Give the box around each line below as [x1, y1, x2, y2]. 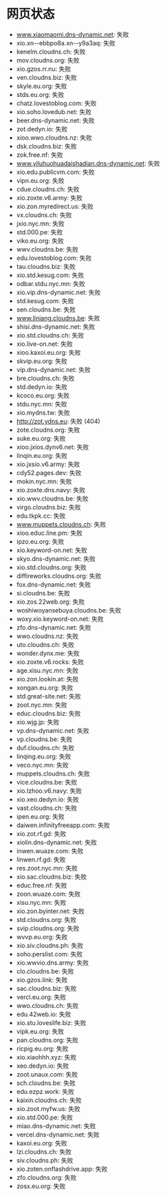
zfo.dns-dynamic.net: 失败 [16, 623, 91, 631]
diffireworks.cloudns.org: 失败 [16, 571, 102, 580]
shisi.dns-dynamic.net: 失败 [16, 322, 96, 331]
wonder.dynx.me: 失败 [16, 649, 80, 657]
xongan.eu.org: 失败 [16, 683, 74, 692]
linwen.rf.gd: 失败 [16, 855, 66, 864]
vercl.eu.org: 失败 [16, 993, 67, 1001]
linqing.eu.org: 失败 [16, 752, 71, 760]
